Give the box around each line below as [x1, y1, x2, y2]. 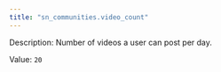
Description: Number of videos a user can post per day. [9, 37, 213, 47]
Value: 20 [9, 54, 43, 64]
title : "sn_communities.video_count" [9, 12, 149, 22]
